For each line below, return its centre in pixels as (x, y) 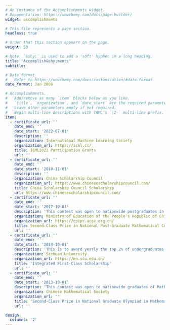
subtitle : (16, 66)
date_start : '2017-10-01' (42, 207)
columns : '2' (24, 320)
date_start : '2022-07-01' (42, 131)
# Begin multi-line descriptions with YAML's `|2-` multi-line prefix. (85, 112)
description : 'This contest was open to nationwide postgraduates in (89, 212)
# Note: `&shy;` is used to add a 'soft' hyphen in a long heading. (79, 56)
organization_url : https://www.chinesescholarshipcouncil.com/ (82, 183)
